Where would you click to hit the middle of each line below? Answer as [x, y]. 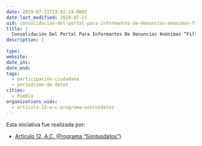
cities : [16, 90]
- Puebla [23, 96]
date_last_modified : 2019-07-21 [47, 17]
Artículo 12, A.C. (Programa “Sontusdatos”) [68, 136]
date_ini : [19, 62]
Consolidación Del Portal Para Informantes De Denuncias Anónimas [96, 34]
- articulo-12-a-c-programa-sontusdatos [63, 107]
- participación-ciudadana [45, 79]
